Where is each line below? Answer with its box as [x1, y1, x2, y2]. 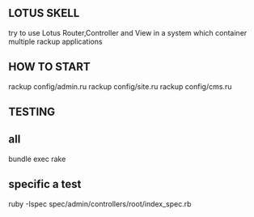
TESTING [8, 105, 56, 119]
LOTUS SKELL [8, 6, 80, 20]
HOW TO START [8, 60, 91, 74]
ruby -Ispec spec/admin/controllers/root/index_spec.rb [8, 198, 192, 209]
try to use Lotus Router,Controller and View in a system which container [8, 28, 248, 37]
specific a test [8, 177, 82, 191]
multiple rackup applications [8, 36, 103, 46]
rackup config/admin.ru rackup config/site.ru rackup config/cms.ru [8, 81, 232, 91]
